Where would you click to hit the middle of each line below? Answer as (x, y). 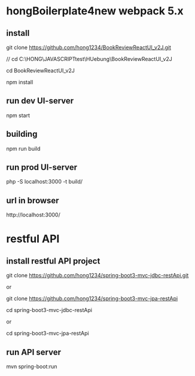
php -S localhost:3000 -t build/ (44, 182)
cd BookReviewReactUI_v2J (40, 71)
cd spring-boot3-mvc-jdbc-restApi (49, 310)
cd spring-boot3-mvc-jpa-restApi (48, 334)
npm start (18, 115)
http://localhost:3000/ (33, 215)
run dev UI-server (40, 101)
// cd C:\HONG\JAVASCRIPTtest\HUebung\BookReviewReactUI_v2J (89, 59)
